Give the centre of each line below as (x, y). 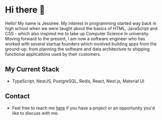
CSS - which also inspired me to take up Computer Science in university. (77, 33)
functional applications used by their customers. (53, 54)
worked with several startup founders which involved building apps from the (81, 44)
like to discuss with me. (35, 113)
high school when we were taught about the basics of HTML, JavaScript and (81, 28)
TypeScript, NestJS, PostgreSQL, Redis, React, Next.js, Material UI (78, 81)
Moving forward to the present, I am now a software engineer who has (75, 39)
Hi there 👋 (25, 10)
